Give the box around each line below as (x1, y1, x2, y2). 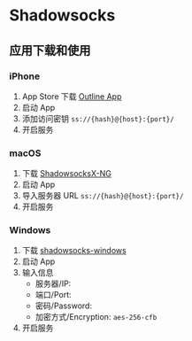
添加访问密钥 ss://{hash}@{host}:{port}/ (21, 112, 174, 124)
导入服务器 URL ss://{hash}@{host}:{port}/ (21, 190, 184, 201)
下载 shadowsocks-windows (21, 245, 127, 256)
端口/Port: (35, 290, 73, 300)
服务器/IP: (35, 278, 72, 289)
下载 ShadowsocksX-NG (21, 168, 112, 179)
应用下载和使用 (9, 43, 91, 58)
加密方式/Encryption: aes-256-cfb (35, 312, 157, 322)
